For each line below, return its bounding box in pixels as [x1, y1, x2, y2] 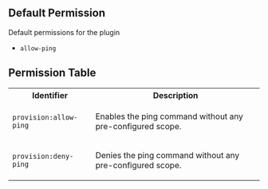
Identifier [31, 89, 68, 100]
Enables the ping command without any [95, 111, 243, 122]
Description [152, 89, 199, 100]
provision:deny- [12, 152, 74, 160]
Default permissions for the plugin [8, 27, 120, 37]
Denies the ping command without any [95, 149, 240, 160]
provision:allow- [12, 112, 78, 122]
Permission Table [8, 66, 97, 80]
